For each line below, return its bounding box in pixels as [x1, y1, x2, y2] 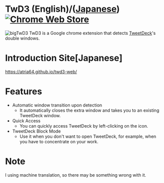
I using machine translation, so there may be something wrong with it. [5, 172, 146, 178]
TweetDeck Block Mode [12, 128, 61, 134]
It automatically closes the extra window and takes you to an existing [19, 107, 160, 113]
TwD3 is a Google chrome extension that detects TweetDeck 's [29, 30, 156, 36]
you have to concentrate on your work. [19, 138, 98, 144]
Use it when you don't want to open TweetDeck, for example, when [19, 133, 157, 139]
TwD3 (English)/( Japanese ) [5, 3, 120, 15]
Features [5, 86, 42, 97]
